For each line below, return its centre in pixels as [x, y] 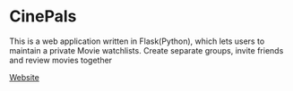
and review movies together [61, 60]
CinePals [43, 17]
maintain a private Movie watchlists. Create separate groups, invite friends [146, 50]
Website [25, 77]
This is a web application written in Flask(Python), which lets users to [137, 41]
